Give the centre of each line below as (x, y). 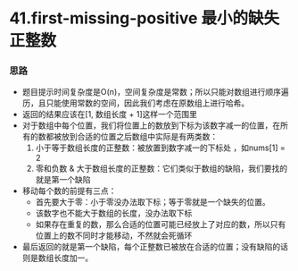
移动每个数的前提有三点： (69, 191)
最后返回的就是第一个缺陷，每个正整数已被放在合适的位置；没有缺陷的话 (155, 247)
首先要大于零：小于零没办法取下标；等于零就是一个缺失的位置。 (153, 202)
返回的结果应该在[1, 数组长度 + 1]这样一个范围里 (110, 114)
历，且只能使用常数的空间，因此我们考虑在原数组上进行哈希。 (136, 103)
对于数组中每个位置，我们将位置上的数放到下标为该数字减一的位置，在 (151, 125)
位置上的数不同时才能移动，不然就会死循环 (114, 236)
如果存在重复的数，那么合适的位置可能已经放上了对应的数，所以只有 (161, 224)
